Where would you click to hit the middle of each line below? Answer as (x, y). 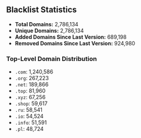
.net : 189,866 (32, 85)
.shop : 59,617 (31, 103)
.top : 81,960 (30, 91)
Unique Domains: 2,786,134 (49, 30)
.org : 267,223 (32, 78)
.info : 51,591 (31, 122)
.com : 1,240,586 (34, 72)
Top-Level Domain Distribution (52, 59)
